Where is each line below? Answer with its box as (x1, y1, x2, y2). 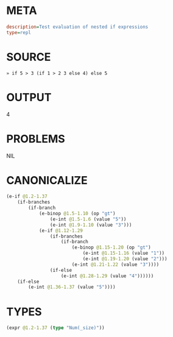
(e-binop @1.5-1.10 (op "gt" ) (38, 211, 116, 217)
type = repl (6, 29, 32, 35)
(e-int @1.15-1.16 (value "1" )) (82, 250, 165, 257)
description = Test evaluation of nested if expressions (6, 24, 149, 30)
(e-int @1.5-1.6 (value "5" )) (49, 216, 127, 222)
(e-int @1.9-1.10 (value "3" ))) (49, 222, 132, 228)
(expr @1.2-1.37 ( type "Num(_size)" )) (6, 325, 105, 331)
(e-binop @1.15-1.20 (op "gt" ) (71, 244, 151, 250)
